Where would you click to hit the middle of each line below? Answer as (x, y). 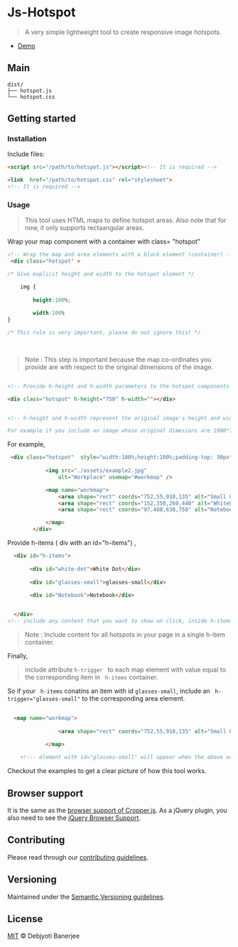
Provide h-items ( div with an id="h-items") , (72, 543)
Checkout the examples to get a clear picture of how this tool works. (107, 771)
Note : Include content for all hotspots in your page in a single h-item (125, 634)
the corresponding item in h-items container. (91, 677)
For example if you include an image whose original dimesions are (109, 431)
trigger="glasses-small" (44, 699)
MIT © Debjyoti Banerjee (44, 936)
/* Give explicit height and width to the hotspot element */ (101, 274)
